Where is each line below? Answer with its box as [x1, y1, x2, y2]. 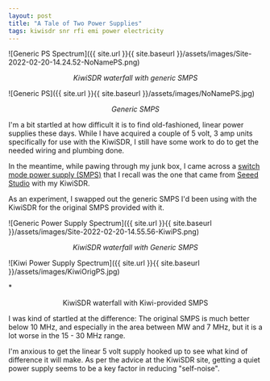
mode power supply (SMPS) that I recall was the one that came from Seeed [8, 170, 260, 180]
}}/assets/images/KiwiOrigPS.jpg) [8, 267, 120, 277]
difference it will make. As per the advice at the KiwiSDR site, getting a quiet [8, 355, 260, 365]
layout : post [8, 11, 52, 20]
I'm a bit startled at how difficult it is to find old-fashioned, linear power [8, 120, 244, 130]
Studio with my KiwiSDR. [8, 178, 90, 188]
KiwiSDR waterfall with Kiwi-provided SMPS [62, 298, 209, 308]
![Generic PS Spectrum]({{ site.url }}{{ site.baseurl [8, 49, 175, 59]
